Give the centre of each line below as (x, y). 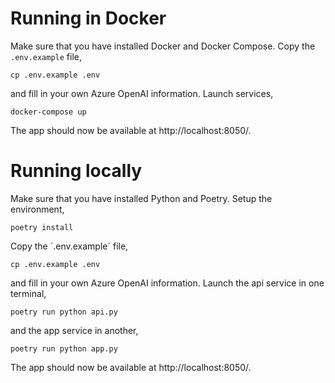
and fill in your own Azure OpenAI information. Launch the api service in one (167, 283)
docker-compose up (48, 112)
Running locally (76, 171)
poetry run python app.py (64, 348)
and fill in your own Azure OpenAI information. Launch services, (142, 93)
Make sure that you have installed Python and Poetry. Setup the (141, 198)
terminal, (28, 293)
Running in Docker (88, 18)
